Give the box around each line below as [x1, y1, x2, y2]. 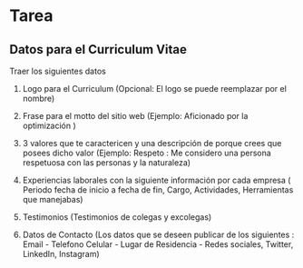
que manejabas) [22, 194, 83, 204]
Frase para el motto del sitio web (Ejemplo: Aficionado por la [22, 111, 249, 121]
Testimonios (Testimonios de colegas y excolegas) [22, 212, 212, 223]
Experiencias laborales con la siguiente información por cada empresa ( [22, 174, 291, 185]
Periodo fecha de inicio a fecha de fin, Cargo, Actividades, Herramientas [22, 184, 294, 195]
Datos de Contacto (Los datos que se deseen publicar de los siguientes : [22, 229, 295, 240]
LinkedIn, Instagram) [22, 249, 100, 259]
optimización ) [22, 120, 77, 131]
